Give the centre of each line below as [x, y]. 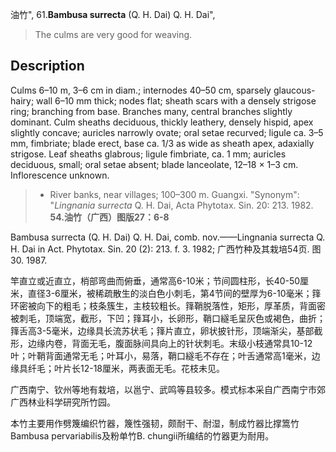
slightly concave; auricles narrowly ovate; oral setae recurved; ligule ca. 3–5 [167, 132]
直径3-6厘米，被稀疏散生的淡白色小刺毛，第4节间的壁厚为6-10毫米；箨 [174, 293]
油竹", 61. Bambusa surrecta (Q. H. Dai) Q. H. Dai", [113, 14]
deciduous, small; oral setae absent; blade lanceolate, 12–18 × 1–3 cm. [154, 164]
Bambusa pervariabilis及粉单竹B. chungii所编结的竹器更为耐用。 [142, 435]
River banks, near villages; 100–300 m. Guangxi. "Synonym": [174, 194]
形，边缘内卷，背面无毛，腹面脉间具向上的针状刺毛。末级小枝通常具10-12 [161, 343]
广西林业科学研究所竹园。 [63, 402]
